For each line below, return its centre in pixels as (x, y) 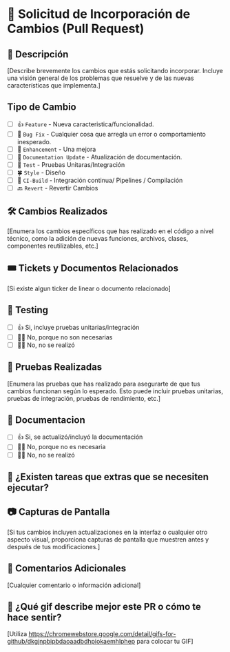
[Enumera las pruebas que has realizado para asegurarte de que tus (104, 384)
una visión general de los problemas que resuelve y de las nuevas (101, 78)
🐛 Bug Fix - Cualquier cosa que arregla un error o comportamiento (112, 134)
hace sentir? (34, 617)
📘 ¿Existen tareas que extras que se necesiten (108, 476)
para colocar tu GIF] (165, 642)
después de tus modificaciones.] (54, 546)
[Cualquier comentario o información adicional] (74, 585)
